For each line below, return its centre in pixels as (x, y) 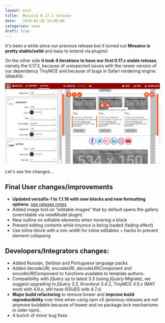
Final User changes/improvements (59, 187)
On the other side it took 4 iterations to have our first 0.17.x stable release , (82, 61)
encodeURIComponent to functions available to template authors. (78, 273)
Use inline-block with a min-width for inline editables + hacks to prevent (85, 230)
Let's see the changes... (29, 171)
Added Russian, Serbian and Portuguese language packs (70, 263)
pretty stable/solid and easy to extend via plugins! (56, 51)
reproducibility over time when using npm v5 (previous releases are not (85, 299)
